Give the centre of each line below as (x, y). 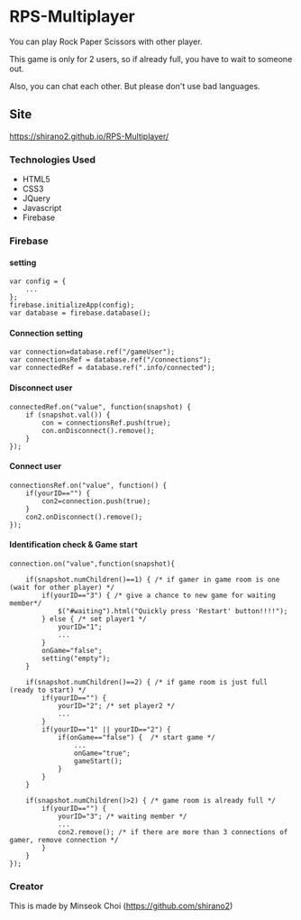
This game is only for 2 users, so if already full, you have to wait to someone (151, 59)
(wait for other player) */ (62, 587)
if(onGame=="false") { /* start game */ (137, 737)
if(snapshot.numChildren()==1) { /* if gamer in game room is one (153, 579)
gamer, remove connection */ (64, 840)
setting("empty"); (76, 658)
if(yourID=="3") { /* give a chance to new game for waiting (159, 595)
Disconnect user (41, 387)
